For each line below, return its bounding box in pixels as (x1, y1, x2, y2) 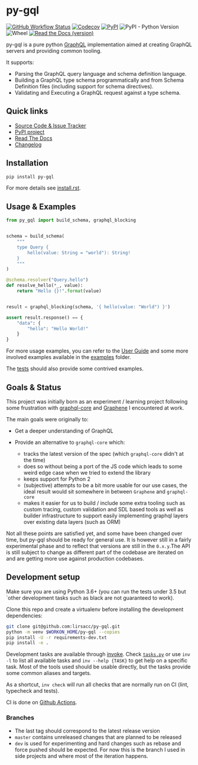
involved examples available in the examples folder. (6, 354, 131, 361)
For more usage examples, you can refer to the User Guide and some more (6, 347, 189, 354)
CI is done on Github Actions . (6, 699, 77, 706)
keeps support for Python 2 (23, 475, 90, 482)
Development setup (6, 572, 80, 582)
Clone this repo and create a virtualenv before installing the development (6, 606, 184, 613)
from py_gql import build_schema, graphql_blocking (6, 217, 136, 223)
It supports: (6, 59, 34, 66)
